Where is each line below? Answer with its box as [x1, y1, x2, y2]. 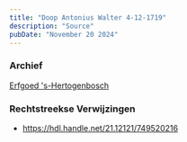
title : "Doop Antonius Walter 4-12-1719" [9, 13, 167, 22]
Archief [9, 59, 43, 72]
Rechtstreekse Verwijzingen [9, 102, 136, 115]
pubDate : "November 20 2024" [9, 30, 119, 39]
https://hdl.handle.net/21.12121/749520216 [22, 122, 178, 133]
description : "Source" [9, 22, 94, 31]
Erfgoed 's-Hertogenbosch [9, 80, 110, 91]
